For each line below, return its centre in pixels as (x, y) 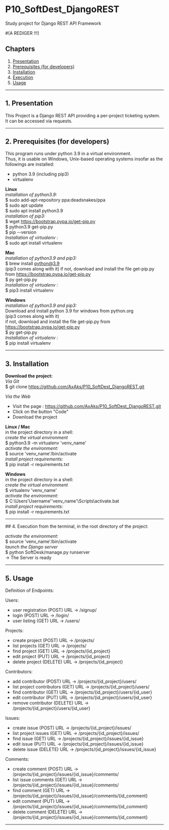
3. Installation (27, 364)
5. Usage (19, 578)
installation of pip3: (25, 216)
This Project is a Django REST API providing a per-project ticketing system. (83, 115)
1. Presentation (29, 103)
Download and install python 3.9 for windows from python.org (69, 311)
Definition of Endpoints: (30, 590)
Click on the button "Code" (40, 412)
